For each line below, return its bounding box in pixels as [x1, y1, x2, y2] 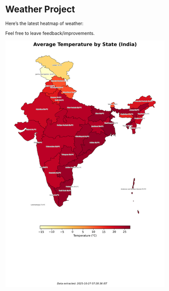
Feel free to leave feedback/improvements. [5, 30, 95, 36]
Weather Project [5, 4, 75, 15]
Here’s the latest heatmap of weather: [5, 20, 83, 26]
